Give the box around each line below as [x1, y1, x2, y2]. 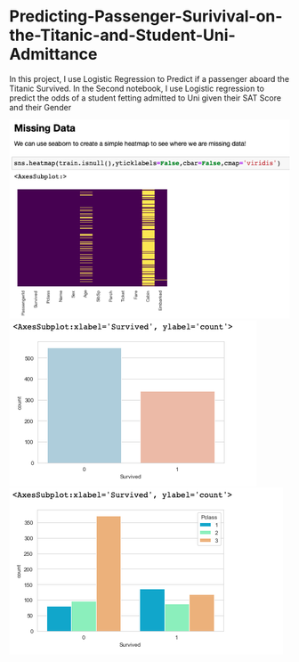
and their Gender [9, 102, 72, 112]
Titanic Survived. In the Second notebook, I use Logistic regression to [9, 83, 265, 94]
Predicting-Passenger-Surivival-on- [9, 6, 283, 27]
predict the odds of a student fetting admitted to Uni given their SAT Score [9, 92, 282, 103]
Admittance [9, 45, 98, 64]
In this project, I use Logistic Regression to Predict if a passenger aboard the [9, 73, 290, 84]
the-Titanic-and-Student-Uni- [9, 25, 236, 45]
